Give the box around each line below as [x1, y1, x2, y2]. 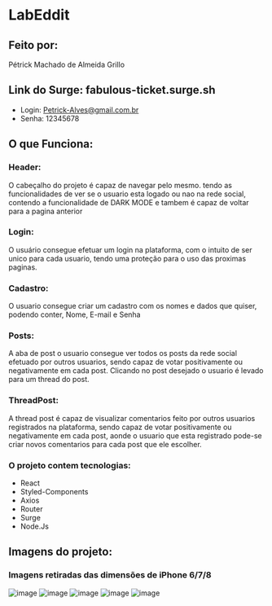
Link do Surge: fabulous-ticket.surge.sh [8, 83, 216, 97]
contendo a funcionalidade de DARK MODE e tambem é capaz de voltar [8, 197, 250, 207]
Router [20, 503, 43, 514]
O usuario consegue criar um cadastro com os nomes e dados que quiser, [8, 301, 257, 311]
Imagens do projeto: [8, 545, 112, 559]
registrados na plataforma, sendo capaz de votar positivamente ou [8, 422, 232, 432]
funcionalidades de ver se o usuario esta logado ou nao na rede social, [8, 189, 246, 199]
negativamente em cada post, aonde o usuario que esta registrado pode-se [8, 430, 262, 441]
